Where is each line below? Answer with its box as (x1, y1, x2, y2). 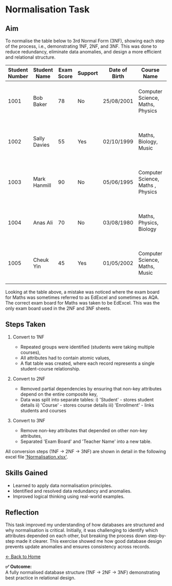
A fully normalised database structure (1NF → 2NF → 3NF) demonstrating (5, 570, 160, 576)
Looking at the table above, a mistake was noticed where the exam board (5, 289, 160, 295)
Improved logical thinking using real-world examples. (12, 493, 125, 500)
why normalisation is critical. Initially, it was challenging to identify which (5, 527, 158, 534)
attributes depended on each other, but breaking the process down (5, 532, 147, 539)
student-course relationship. (20, 365, 80, 371)
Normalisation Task (5, 4, 90, 15)
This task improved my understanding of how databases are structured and (5, 522, 165, 528)
